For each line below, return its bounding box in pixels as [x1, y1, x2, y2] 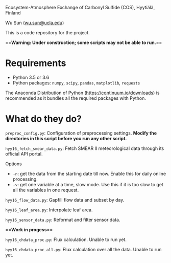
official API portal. [5, 150, 43, 157]
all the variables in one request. [12, 187, 79, 193]
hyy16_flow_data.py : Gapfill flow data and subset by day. [5, 196, 125, 203]
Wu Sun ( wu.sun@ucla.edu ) [5, 20, 64, 26]
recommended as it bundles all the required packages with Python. [5, 95, 146, 101]
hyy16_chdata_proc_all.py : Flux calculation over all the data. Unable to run [5, 246, 162, 252]
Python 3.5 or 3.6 [12, 74, 50, 80]
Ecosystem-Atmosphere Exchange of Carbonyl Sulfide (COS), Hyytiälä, [5, 5, 155, 10]
